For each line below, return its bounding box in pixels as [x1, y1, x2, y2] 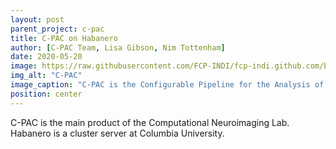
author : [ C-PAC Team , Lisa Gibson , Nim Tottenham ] [10, 42, 226, 53]
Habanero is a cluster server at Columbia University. [10, 127, 225, 139]
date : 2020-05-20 [10, 52, 83, 62]
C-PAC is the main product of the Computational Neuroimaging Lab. [10, 116, 290, 128]
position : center [10, 89, 83, 99]
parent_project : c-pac [10, 24, 105, 34]
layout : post [10, 14, 65, 25]
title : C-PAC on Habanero [10, 33, 118, 43]
